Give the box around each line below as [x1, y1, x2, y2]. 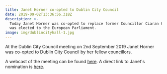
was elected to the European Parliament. [9, 26, 97, 31]
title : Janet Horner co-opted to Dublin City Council [5, 7, 119, 12]
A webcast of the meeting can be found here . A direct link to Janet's [5, 59, 145, 64]
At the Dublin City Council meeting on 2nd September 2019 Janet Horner [5, 44, 155, 49]
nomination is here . [5, 64, 45, 70]
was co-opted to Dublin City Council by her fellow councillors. [5, 49, 132, 55]
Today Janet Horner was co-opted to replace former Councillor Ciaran [9, 21, 159, 26]
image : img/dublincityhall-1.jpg [5, 30, 75, 35]
